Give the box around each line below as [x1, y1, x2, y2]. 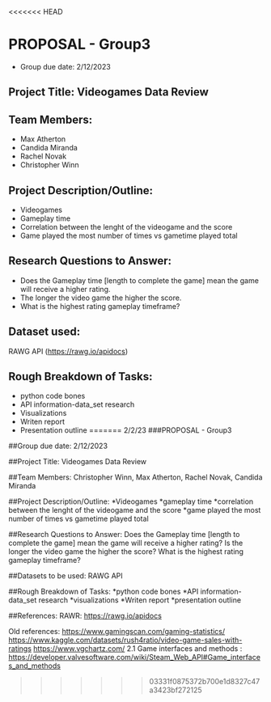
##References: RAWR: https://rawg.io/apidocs [8, 611, 162, 621]
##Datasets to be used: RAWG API [8, 571, 123, 581]
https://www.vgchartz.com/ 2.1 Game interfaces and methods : [33, 644, 243, 653]
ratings [8, 644, 32, 653]
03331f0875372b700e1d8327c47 [149, 677, 260, 687]
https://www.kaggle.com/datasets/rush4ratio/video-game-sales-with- [8, 635, 243, 645]
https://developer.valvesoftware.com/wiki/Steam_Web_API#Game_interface [8, 653, 261, 662]
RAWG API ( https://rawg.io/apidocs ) [8, 346, 129, 356]
